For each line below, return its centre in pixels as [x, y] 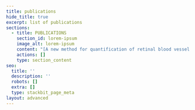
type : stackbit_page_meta [43, 93]
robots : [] [25, 82]
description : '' [31, 76]
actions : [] [31, 55]
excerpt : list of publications [44, 22]
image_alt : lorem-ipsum [46, 44]
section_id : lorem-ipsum [47, 38]
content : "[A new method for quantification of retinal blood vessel [103, 49]
